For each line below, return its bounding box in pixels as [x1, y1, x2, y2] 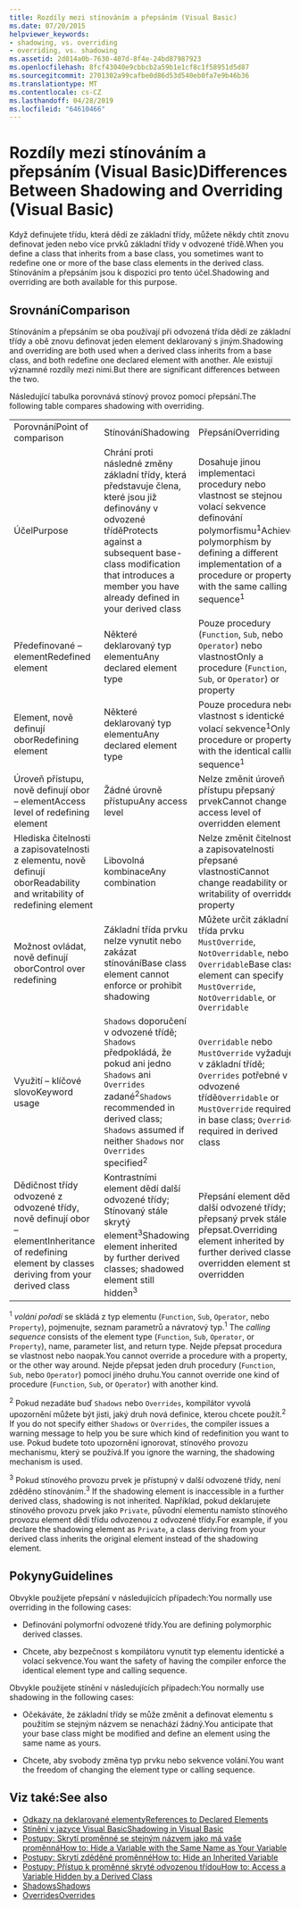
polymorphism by [197, 536, 272, 547]
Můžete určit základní [197, 913, 288, 925]
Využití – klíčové [13, 1074, 82, 1087]
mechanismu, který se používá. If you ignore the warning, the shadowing [9, 1446, 275, 1457]
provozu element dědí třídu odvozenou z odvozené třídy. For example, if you [9, 1514, 288, 1525]
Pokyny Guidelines [9, 1569, 113, 1584]
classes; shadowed [104, 1263, 185, 1275]
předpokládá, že [104, 1046, 172, 1058]
